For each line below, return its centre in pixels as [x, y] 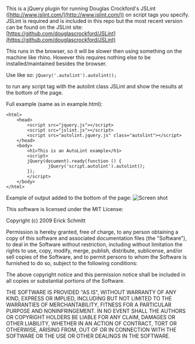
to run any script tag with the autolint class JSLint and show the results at [95, 86]
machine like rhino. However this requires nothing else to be [78, 57]
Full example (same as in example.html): [54, 104]
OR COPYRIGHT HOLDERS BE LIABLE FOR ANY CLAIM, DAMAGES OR [91, 317]
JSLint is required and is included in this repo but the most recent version [94, 21]
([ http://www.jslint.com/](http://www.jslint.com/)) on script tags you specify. [98, 15]
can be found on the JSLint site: [45, 27]
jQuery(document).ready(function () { [74, 161]
